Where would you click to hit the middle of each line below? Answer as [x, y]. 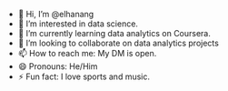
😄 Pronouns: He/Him [58, 66]
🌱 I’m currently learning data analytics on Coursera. [114, 33]
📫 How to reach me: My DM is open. [87, 53]
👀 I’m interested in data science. [78, 24]
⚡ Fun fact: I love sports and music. [84, 76]
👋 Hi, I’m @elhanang [56, 14]
